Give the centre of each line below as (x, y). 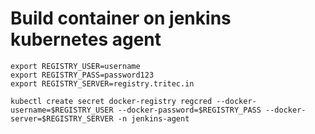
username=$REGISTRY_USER (62, 110)
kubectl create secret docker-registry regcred (111, 101)
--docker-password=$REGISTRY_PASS (189, 110)
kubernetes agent (86, 39)
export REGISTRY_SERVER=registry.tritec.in (102, 83)
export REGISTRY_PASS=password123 (82, 75)
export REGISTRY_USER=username (75, 66)
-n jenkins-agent (153, 118)
